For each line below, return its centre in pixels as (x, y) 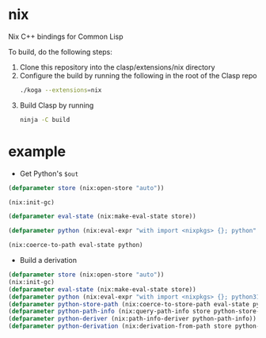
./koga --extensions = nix (61, 90)
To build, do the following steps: (61, 51)
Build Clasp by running (57, 105)
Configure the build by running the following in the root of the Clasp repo (138, 75)
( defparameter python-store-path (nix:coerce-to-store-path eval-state (129, 304)
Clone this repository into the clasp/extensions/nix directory (117, 67)
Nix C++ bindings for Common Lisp (66, 36)
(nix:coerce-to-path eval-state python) (76, 245)
